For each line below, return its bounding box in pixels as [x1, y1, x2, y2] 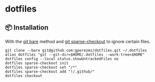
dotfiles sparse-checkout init [5, 61, 69, 66]
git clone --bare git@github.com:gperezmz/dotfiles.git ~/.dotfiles [5, 48, 147, 53]
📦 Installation [5, 23, 49, 32]
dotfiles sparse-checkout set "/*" [5, 65, 77, 70]
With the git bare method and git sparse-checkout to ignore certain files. [5, 39, 151, 44]
